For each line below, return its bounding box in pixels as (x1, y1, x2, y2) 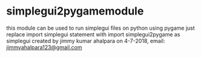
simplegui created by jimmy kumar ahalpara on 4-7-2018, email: (6, 37, 165, 44)
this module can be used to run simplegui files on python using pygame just (6, 24, 195, 32)
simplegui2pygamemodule (6, 4, 144, 18)
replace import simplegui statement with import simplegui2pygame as (6, 30, 180, 38)
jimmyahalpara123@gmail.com (6, 44, 83, 51)
